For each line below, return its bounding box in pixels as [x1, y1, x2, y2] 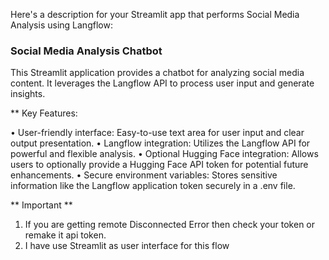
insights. [10, 88, 46, 100]
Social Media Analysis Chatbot [10, 44, 163, 58]
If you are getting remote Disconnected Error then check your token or [24, 219, 316, 231]
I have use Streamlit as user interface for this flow [24, 240, 230, 252]
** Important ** [10, 199, 73, 211]
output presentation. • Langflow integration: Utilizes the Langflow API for [10, 137, 311, 149]
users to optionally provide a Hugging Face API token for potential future [10, 159, 309, 171]
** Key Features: [10, 107, 78, 119]
